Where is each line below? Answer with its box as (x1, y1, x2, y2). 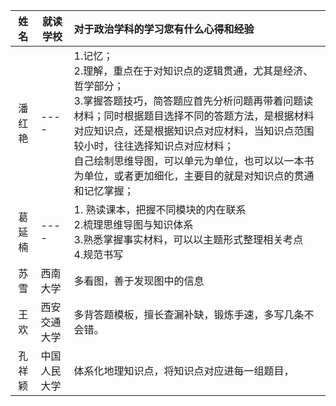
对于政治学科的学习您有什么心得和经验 (73, 22, 255, 36)
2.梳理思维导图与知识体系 (73, 218, 194, 231)
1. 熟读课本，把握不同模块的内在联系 (73, 203, 247, 216)
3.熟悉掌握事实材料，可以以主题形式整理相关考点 (73, 233, 304, 246)
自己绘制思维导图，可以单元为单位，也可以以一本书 (73, 154, 315, 168)
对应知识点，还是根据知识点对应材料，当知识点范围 (73, 124, 315, 138)
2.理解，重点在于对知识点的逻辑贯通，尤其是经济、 (73, 64, 314, 78)
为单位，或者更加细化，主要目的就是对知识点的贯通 (73, 169, 315, 183)
